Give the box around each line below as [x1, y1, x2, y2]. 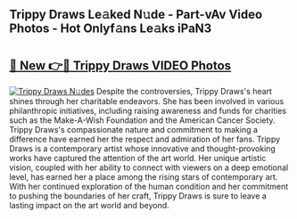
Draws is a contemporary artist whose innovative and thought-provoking [9, 143, 276, 154]
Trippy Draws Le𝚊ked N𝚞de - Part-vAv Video [9, 7, 263, 22]
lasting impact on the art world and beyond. [9, 200, 169, 210]
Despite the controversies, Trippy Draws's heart [96, 86, 272, 96]
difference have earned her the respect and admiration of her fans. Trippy [9, 134, 281, 144]
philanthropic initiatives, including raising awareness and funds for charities [9, 106, 287, 116]
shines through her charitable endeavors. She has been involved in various [9, 96, 285, 106]
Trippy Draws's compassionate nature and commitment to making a [9, 125, 259, 134]
